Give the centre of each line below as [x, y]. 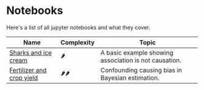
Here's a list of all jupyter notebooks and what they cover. [78, 27]
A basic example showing [137, 52]
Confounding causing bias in [141, 70]
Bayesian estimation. [130, 78]
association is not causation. [141, 60]
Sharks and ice [31, 52]
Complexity [78, 42]
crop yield [24, 78]
